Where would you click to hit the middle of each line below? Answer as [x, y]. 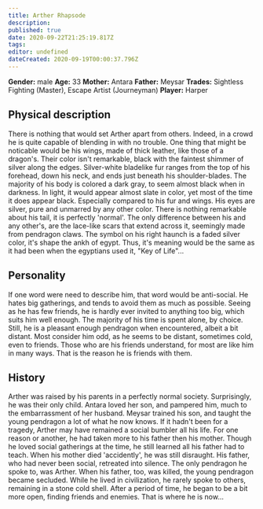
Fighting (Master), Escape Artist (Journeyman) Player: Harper [108, 90]
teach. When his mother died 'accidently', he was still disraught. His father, [129, 455]
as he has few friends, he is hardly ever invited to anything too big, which [126, 311]
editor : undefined [38, 52]
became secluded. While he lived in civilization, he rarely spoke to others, [127, 480]
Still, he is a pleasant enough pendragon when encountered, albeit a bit [123, 328]
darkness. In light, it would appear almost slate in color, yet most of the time [130, 192]
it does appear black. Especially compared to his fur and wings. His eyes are [131, 201]
